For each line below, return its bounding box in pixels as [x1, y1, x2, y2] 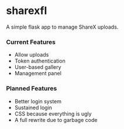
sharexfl [6, 4, 47, 18]
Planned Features [6, 85, 57, 93]
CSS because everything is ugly [14, 110, 92, 117]
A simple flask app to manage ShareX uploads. [6, 23, 119, 30]
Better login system [14, 97, 61, 104]
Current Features [6, 38, 56, 46]
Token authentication [14, 57, 66, 65]
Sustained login [14, 104, 53, 111]
